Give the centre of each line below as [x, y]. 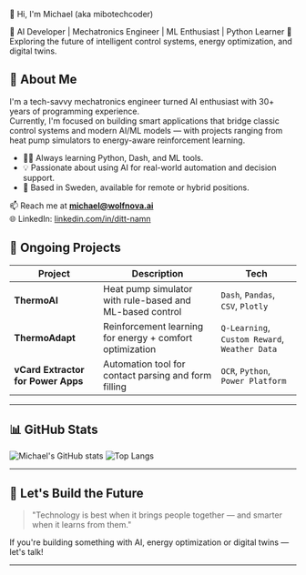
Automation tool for [144, 364]
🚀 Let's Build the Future [76, 493]
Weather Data [249, 349]
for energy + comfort [148, 338]
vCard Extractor [49, 369]
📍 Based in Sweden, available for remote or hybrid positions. [136, 187]
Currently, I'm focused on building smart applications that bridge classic [144, 121]
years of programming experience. [74, 111]
